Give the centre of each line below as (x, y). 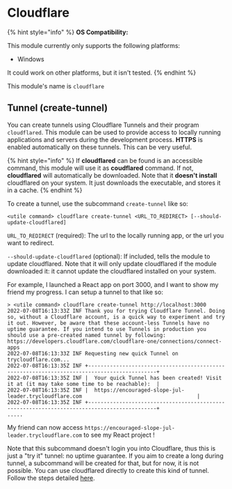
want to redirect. (31, 242)
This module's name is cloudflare (56, 86)
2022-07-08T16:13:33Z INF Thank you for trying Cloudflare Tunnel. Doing (116, 311)
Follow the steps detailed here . (51, 478)
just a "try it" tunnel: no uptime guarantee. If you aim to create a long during (115, 456)
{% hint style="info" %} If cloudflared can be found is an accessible (105, 160)
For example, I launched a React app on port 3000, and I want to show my (113, 284)
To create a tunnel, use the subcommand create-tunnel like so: (98, 203)
